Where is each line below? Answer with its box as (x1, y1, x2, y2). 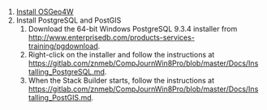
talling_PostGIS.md (28, 93, 92, 102)
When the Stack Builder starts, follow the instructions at (28, 76, 215, 85)
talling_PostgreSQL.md (28, 67, 106, 76)
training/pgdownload (28, 41, 99, 51)
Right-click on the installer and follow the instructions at (28, 50, 215, 59)
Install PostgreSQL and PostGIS (15, 15, 122, 25)
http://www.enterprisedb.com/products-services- (28, 32, 195, 42)
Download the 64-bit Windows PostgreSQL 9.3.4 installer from (28, 24, 238, 33)
